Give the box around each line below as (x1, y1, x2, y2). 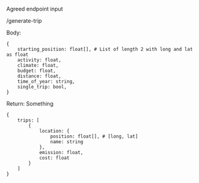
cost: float (39, 155, 70, 161)
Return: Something (6, 100, 54, 107)
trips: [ (17, 117, 40, 123)
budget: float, (17, 68, 56, 74)
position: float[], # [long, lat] (50, 133, 138, 139)
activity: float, (17, 57, 62, 63)
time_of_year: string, (17, 79, 75, 85)
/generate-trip (6, 17, 42, 24)
